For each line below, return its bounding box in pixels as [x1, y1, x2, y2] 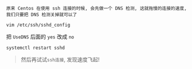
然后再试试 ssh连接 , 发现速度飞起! [20, 56, 100, 63]
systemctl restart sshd [6, 45, 65, 51]
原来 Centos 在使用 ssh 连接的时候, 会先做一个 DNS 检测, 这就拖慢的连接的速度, [6, 5, 187, 11]
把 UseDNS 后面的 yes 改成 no [6, 33, 74, 40]
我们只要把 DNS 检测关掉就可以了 [6, 12, 77, 18]
